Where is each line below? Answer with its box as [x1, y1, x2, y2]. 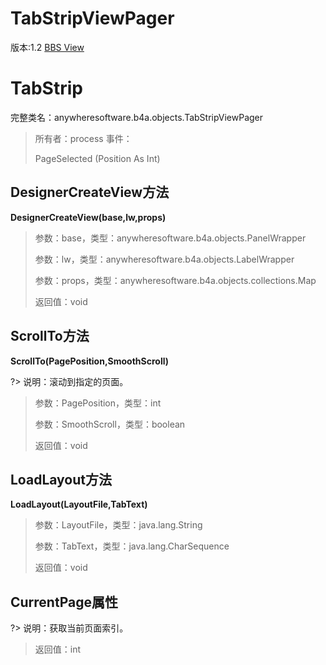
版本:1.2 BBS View [10, 41, 85, 53]
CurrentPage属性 [10, 593, 118, 611]
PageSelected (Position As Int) [34, 152, 161, 164]
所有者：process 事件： [34, 132, 133, 144]
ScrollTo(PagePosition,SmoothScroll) [10, 355, 170, 367]
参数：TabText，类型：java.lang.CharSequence [34, 540, 230, 552]
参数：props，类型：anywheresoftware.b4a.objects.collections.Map [34, 274, 317, 286]
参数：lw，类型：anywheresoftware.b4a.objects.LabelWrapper [34, 253, 295, 265]
